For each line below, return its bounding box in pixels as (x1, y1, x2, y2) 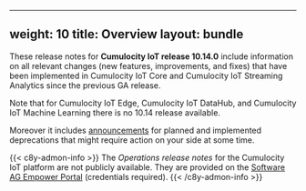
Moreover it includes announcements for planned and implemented (9, 125, 262, 136)
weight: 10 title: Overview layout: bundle (9, 26, 244, 42)
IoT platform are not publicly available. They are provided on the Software (9, 161, 285, 173)
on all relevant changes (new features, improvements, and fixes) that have (9, 60, 288, 71)
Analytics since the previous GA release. (9, 79, 161, 91)
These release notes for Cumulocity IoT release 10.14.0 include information (9, 51, 294, 62)
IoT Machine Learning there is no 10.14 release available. (9, 106, 221, 118)
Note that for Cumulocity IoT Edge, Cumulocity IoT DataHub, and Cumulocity (9, 97, 297, 108)
